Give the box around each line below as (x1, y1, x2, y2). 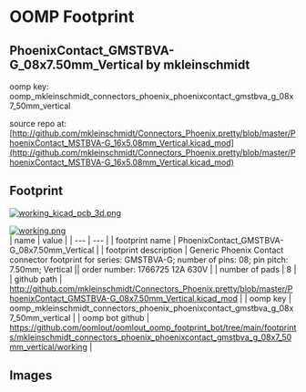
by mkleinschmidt (145, 57, 250, 72)
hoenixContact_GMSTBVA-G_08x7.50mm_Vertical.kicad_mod (9, 293, 239, 304)
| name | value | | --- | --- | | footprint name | (9, 234, 177, 245)
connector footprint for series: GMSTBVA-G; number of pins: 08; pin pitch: (9, 253, 289, 265)
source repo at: (9, 119, 66, 129)
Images (9, 367, 53, 384)
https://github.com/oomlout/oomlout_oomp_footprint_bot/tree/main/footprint (9, 322, 297, 333)
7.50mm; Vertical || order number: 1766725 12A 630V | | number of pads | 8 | (9, 263, 297, 274)
